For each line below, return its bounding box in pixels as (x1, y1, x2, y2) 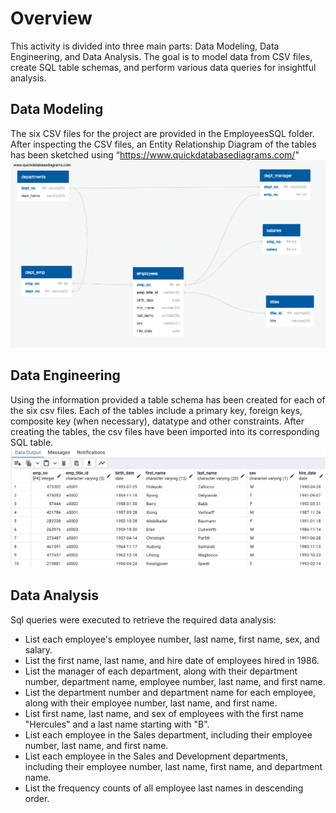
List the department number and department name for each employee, (24, 686, 317, 698)
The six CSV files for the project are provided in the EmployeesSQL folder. (10, 127, 315, 139)
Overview (10, 7, 93, 30)
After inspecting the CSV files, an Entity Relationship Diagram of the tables (10, 138, 317, 150)
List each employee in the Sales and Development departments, (24, 750, 288, 762)
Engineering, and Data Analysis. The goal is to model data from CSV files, (10, 50, 313, 62)
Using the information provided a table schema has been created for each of (10, 393, 326, 406)
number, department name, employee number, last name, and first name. (24, 675, 326, 687)
